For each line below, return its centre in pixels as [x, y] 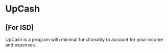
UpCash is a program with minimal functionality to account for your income [84, 39]
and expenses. [21, 45]
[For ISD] [20, 28]
